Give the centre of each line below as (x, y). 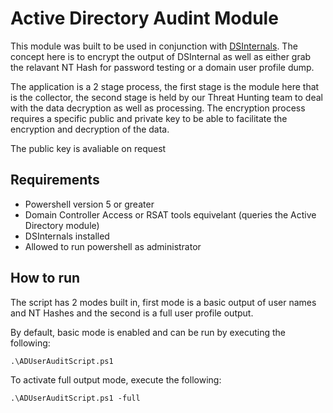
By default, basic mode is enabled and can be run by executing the (148, 332)
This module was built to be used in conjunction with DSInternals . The (154, 46)
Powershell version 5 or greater (89, 204)
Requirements (55, 180)
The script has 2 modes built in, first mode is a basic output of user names (163, 302)
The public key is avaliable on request (88, 148)
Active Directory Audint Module (144, 18)
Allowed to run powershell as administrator (113, 246)
